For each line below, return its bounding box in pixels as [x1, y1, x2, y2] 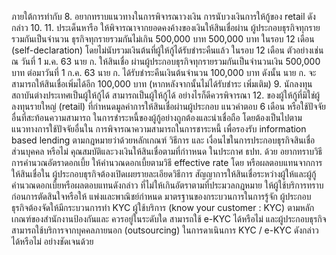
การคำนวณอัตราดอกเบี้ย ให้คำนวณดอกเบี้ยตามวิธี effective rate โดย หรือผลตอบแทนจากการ [11, 157, 323, 168]
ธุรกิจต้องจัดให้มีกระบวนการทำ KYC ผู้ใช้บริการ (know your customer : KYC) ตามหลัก [11, 202, 315, 213]
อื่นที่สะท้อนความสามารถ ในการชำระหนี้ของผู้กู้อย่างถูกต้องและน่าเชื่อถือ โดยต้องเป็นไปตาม [11, 112, 303, 123]
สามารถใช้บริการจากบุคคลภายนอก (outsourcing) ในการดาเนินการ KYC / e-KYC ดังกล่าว [11, 224, 319, 236]
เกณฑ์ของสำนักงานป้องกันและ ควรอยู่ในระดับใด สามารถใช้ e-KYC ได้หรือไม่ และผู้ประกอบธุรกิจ [11, 213, 327, 225]
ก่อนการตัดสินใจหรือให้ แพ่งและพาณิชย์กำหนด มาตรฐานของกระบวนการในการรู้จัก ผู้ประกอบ [11, 191, 312, 202]
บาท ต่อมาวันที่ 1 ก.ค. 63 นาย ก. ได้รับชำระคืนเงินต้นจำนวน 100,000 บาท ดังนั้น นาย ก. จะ [11, 67, 317, 78]
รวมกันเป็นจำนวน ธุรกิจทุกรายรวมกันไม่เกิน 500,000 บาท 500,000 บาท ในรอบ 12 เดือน [11, 33, 315, 45]
